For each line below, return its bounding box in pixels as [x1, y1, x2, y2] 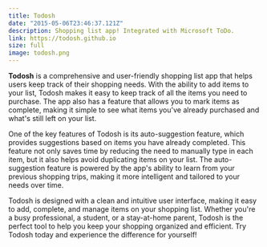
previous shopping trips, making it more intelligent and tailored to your [8, 172, 241, 181]
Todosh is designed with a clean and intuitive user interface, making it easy [8, 196, 257, 205]
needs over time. [8, 180, 64, 189]
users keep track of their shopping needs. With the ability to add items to [8, 79, 249, 89]
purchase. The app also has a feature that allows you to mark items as [8, 97, 240, 106]
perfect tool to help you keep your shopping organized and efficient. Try [8, 221, 247, 231]
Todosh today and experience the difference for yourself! [8, 230, 198, 239]
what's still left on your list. [8, 114, 97, 123]
